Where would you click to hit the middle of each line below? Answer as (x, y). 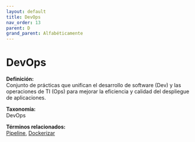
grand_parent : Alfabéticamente (45, 34)
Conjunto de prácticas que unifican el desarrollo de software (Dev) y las (94, 85)
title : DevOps (24, 17)
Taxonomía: (21, 109)
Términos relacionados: (36, 127)
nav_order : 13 (24, 22)
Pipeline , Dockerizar (30, 133)
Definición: (20, 79)
